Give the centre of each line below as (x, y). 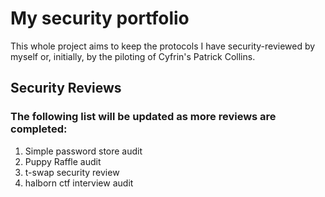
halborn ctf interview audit (79, 183)
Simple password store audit (83, 151)
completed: (39, 129)
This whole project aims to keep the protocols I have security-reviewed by (163, 46)
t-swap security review (72, 172)
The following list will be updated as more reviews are (143, 117)
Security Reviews (66, 88)
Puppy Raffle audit (63, 161)
